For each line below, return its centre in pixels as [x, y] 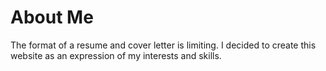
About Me [52, 17]
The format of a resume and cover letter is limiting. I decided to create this [163, 45]
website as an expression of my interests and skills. [116, 55]
